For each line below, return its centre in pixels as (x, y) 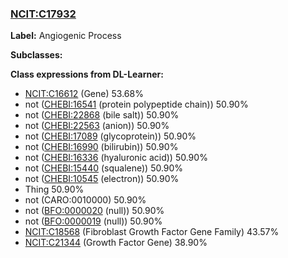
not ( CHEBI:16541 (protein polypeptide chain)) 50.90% (136, 104)
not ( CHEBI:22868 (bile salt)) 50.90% (102, 115)
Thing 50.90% (54, 189)
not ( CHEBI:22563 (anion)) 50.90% (97, 126)
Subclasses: (36, 55)
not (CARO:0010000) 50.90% (85, 200)
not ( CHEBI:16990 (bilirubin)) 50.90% (101, 147)
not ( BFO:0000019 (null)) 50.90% (93, 221)
